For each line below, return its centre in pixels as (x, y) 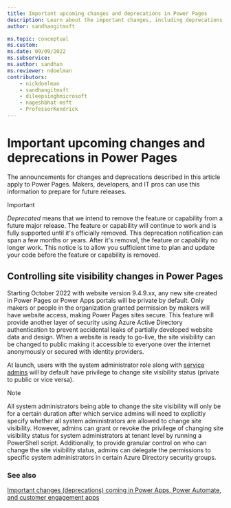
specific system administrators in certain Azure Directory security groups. (112, 457)
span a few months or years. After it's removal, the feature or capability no (112, 240)
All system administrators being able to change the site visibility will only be (114, 406)
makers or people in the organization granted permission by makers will (109, 308)
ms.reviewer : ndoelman (40, 71)
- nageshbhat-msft (46, 103)
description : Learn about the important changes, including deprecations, (117, 20)
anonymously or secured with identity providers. (76, 351)
